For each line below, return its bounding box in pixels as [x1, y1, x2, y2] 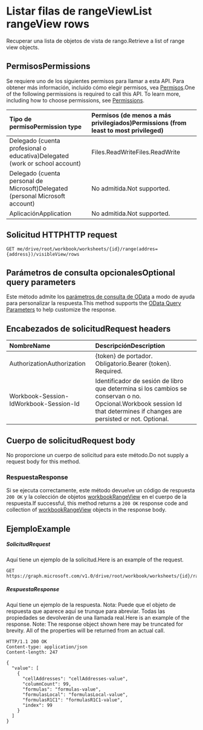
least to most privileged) [91, 126, 164, 135]
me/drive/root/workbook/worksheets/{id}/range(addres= [17, 246, 158, 252]
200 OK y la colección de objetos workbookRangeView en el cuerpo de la [6, 493, 187, 501]
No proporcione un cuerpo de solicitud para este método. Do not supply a [6, 452, 188, 458]
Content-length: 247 [6, 649, 59, 655]
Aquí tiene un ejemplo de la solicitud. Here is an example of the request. [6, 556, 184, 563]
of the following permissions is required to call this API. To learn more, [6, 90, 181, 98]
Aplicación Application [9, 209, 71, 218]
